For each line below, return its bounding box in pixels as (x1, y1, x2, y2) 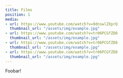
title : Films (5, 7, 33, 13)
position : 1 (5, 12, 30, 17)
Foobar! (5, 68, 22, 74)
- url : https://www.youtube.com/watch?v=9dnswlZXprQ (5, 21, 118, 27)
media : (5, 17, 19, 22)
